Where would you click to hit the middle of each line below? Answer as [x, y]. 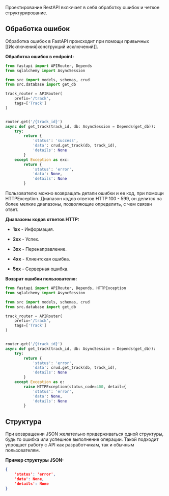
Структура [23, 422]
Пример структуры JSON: [35, 460]
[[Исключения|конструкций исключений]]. [52, 46]
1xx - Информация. [33, 229]
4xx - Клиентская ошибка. [41, 259]
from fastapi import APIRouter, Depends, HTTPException [66, 288]
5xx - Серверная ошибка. [40, 269]
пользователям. [23, 450]
